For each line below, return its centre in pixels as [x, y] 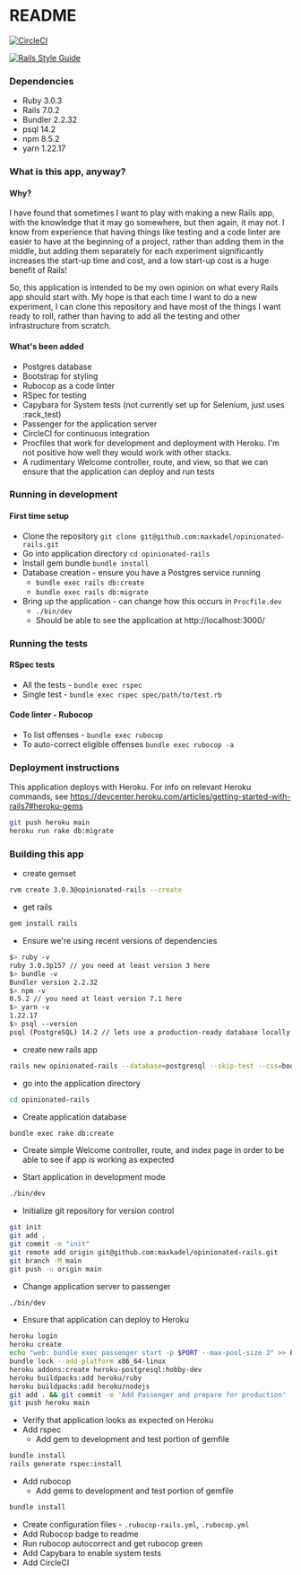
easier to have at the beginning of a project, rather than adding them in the [147, 242]
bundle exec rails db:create [90, 583]
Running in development [64, 495]
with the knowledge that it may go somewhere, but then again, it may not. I [147, 223]
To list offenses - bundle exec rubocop [93, 735]
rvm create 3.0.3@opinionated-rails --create [95, 890]
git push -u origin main [56, 1269]
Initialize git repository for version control [98, 1211]
